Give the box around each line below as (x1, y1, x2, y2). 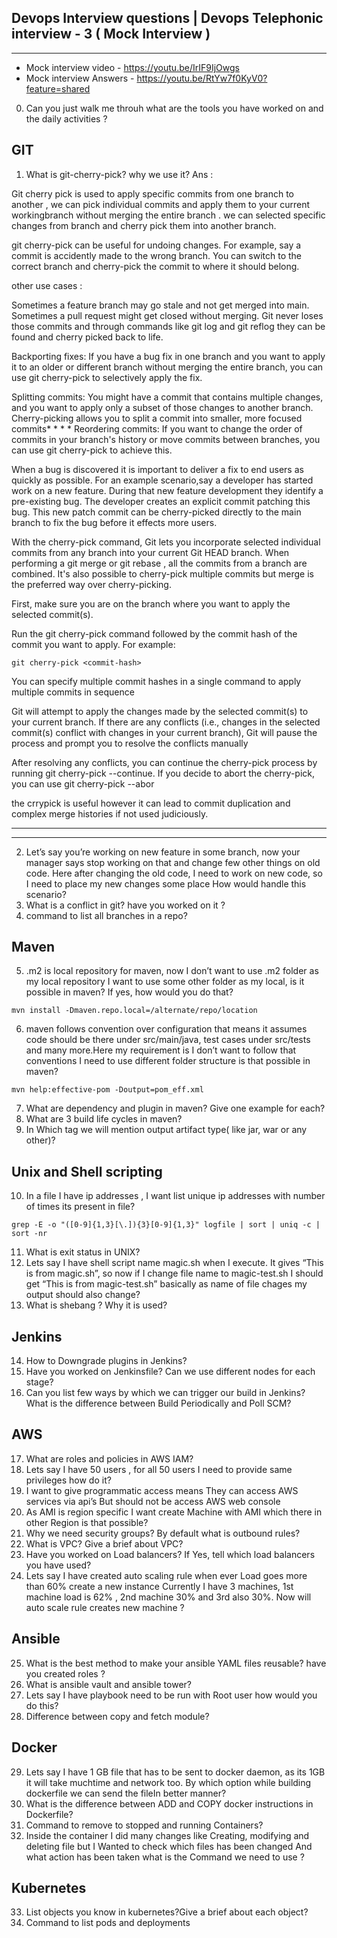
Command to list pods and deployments (25, 1917, 191, 1929)
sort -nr (11, 1229, 48, 1239)
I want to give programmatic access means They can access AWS (25, 1484, 299, 1496)
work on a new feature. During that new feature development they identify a (11, 484, 324, 496)
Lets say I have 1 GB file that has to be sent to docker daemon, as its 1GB (25, 1766, 326, 1778)
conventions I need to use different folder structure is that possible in (25, 1055, 311, 1067)
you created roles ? (25, 1667, 106, 1680)
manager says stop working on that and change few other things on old (25, 856, 321, 868)
